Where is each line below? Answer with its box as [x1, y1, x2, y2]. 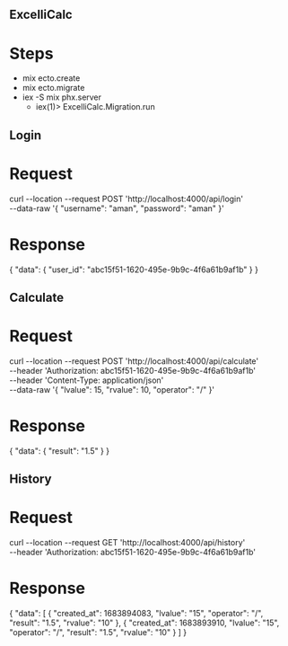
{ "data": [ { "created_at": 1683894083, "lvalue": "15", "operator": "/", [9, 608, 264, 619]
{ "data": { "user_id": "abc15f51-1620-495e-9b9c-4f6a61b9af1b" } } [9, 264, 258, 275]
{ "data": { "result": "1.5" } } [9, 445, 110, 456]
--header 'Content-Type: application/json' [9, 375, 164, 385]
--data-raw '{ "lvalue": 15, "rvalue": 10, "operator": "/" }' [9, 384, 215, 394]
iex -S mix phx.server [22, 92, 101, 102]
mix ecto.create [22, 73, 81, 84]
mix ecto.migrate [22, 83, 85, 93]
